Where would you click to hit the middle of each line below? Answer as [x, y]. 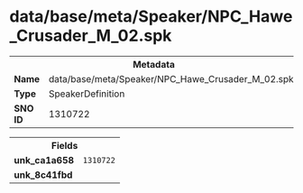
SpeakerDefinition [87, 94]
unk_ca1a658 [44, 160]
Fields [64, 145]
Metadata [154, 64]
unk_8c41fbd [43, 175]
